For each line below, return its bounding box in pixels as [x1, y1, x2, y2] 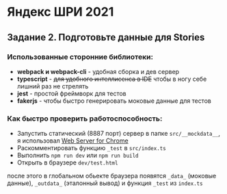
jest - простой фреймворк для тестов [16, 89, 126, 97]
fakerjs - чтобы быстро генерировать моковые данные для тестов [16, 97, 212, 105]
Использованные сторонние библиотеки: [7, 52, 154, 62]
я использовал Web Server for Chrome [16, 136, 129, 145]
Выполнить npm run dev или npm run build [16, 151, 139, 160]
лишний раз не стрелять [16, 82, 89, 90]
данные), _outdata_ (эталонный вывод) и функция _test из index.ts [7, 179, 203, 187]
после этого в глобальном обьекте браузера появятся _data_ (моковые [7, 172, 217, 180]
